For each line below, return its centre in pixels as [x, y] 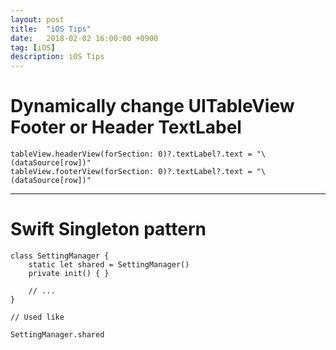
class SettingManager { [60, 256]
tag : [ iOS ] [33, 47]
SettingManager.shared [57, 335]
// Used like [37, 317]
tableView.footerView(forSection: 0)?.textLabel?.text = [131, 172]
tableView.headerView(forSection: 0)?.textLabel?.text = [131, 154]
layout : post [37, 19]
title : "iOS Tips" [51, 29]
